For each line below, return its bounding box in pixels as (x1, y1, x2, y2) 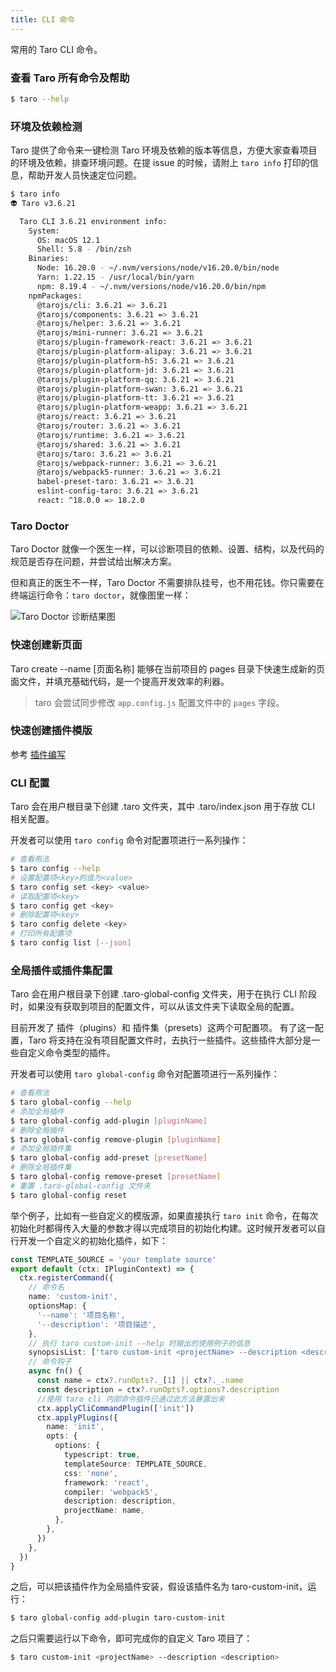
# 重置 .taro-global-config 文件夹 (10, 1181, 152, 1191)
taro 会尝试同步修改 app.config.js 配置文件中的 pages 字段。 (34, 696, 285, 708)
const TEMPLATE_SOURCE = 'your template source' (10, 1254, 217, 1265)
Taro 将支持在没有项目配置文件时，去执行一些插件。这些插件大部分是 (27, 1034, 312, 1046)
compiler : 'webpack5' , (63, 1487, 159, 1497)
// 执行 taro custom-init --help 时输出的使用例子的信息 (28, 1338, 251, 1348)
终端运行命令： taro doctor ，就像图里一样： (10, 589, 192, 601)
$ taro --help (10, 94, 70, 104)
